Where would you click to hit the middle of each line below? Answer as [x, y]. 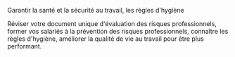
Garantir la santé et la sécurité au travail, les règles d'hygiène [96, 10]
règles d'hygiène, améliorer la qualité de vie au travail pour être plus [106, 39]
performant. [25, 46]
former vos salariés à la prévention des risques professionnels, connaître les [118, 31]
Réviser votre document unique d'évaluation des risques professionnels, [112, 24]
